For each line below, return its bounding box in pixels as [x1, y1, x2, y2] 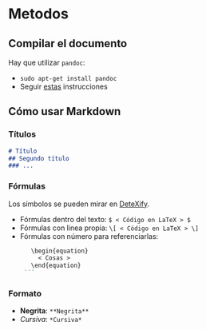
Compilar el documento [8, 37, 128, 50]
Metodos [8, 5, 69, 23]
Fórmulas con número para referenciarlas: [19, 231, 159, 241]
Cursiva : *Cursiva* [19, 315, 82, 324]
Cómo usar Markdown [8, 105, 121, 118]
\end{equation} [30, 261, 81, 270]
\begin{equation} [30, 247, 89, 255]
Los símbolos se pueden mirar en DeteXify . [8, 199, 150, 209]
